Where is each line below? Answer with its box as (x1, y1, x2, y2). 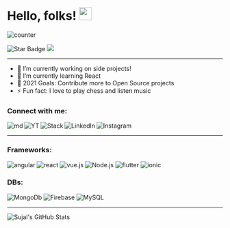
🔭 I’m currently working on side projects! (16, 64, 131, 72)
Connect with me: (7, 106, 68, 115)
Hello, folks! (7, 8, 77, 24)
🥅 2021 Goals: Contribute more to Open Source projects (16, 79, 175, 87)
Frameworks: (7, 145, 53, 155)
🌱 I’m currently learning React (16, 72, 101, 80)
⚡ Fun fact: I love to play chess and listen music (16, 86, 151, 95)
